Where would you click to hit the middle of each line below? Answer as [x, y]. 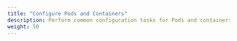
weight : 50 [23, 26]
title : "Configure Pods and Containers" [68, 14]
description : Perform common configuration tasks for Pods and [102, 20]
